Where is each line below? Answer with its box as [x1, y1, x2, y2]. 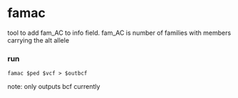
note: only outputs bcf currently [7, 82, 100, 91]
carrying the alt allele [7, 36, 70, 44]
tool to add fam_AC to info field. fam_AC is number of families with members [7, 28, 232, 37]
